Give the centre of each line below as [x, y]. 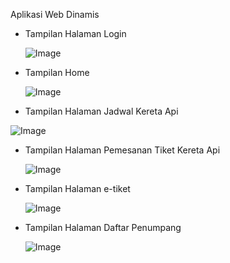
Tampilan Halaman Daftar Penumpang [103, 227]
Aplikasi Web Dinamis [55, 14]
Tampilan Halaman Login [75, 33]
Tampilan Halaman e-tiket [77, 188]
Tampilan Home [57, 72]
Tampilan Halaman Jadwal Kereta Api [101, 111]
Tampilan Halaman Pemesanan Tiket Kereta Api [122, 150]
